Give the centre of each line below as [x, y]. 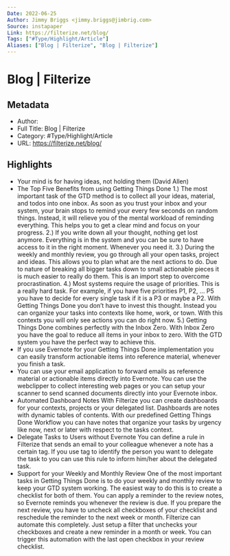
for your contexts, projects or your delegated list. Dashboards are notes [118, 408]
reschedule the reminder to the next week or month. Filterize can [109, 517]
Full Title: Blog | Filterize [51, 129]
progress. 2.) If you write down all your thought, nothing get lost [107, 232]
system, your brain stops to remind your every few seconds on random [117, 210]
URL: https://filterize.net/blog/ [59, 143]
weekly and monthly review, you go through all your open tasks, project [118, 254]
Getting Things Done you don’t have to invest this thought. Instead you [117, 305]
